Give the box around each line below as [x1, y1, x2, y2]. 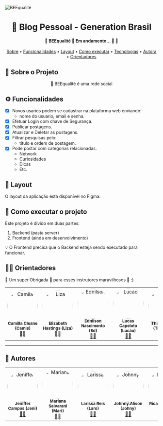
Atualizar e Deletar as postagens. [12, 129, 79, 136]
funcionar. [5, 250, 26, 256]
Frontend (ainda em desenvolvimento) [12, 235, 88, 241]
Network [19, 151, 37, 157]
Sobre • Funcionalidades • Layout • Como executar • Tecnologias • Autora [6, 49, 157, 54]
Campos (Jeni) [8, 406, 37, 411]
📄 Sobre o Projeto [5, 68, 59, 76]
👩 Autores [5, 355, 36, 363]
